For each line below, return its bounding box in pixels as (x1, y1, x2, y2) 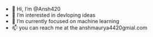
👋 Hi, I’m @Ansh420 (11, 6, 61, 12)
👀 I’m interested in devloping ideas (11, 12, 96, 18)
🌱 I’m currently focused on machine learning (11, 18, 119, 24)
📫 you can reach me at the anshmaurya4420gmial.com (11, 24, 148, 31)
